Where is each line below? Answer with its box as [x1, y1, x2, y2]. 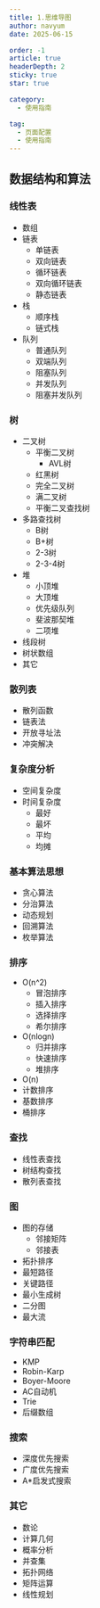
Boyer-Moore [21, 1375, 71, 1387]
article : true [9, 54, 62, 63]
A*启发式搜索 [21, 1475, 73, 1486]
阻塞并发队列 [35, 389, 82, 400]
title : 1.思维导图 [9, 12, 73, 22]
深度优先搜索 [21, 1453, 69, 1464]
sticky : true [9, 70, 58, 80]
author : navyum [9, 21, 65, 30]
